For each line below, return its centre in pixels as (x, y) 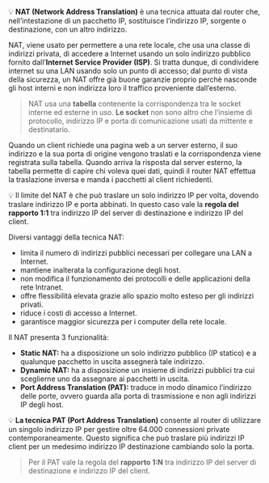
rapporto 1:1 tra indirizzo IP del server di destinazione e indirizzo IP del (126, 213)
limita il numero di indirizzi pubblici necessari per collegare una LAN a (136, 253)
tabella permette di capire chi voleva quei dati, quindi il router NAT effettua (132, 171)
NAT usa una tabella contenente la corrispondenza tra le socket (134, 104)
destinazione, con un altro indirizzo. (68, 29)
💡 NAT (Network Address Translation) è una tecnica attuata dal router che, (134, 12)
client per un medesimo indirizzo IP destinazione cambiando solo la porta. (131, 447)
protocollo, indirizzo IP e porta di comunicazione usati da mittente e (140, 121)
